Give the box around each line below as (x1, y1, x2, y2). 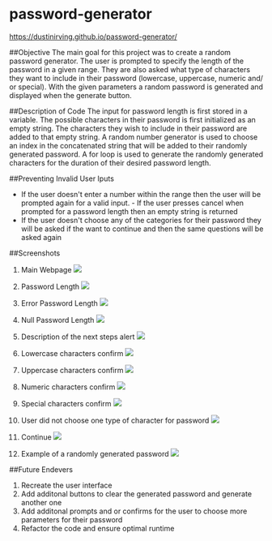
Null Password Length (20, 315, 95, 324)
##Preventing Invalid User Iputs (9, 174, 114, 183)
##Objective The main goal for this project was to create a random (9, 47, 232, 57)
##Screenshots (9, 248, 61, 258)
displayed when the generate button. (9, 90, 132, 100)
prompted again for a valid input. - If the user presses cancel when (20, 198, 244, 208)
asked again (20, 232, 62, 242)
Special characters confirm (20, 398, 112, 408)
